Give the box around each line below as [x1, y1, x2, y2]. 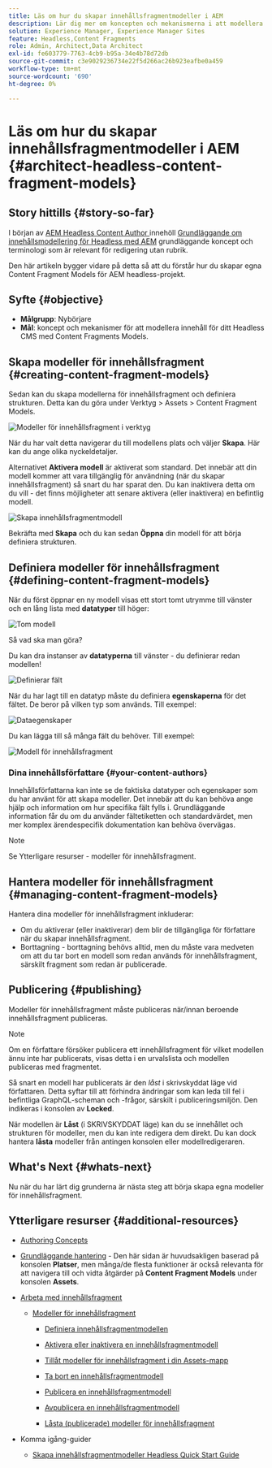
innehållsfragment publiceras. [8, 1013, 108, 1023]
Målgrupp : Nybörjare [19, 314, 92, 324]
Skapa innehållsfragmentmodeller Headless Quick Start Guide [32, 1450, 240, 1460]
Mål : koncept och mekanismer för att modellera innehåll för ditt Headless [19, 323, 265, 333]
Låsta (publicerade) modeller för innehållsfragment [44, 1418, 215, 1428]
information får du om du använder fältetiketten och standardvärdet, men [8, 812, 253, 821]
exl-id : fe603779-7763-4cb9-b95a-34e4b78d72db [8, 50, 169, 58]
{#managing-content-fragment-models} [8, 887, 218, 902]
